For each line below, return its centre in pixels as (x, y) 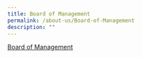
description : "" (31, 27)
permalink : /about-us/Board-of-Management (71, 21)
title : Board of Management (49, 14)
